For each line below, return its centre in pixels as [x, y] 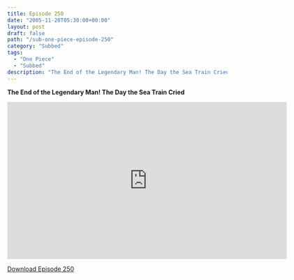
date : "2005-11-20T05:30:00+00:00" [59, 20]
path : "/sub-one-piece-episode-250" [60, 40]
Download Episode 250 [41, 269]
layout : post [26, 27]
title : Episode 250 [36, 14]
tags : [15, 53]
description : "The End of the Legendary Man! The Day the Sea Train [109, 72]
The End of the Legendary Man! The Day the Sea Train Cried [96, 92]
